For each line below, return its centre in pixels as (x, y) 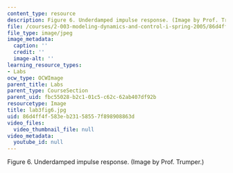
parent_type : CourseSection (48, 91)
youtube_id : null (38, 143)
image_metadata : (31, 39)
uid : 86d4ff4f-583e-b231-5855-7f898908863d (71, 116)
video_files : (26, 123)
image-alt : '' (34, 59)
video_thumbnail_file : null (54, 129)
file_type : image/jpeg (40, 33)
